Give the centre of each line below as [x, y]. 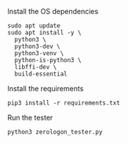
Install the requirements [46, 89]
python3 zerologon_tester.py [55, 132]
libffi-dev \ [36, 67]
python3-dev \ [37, 46]
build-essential [41, 74]
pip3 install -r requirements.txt [64, 103]
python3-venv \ [39, 54]
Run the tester [30, 118]
